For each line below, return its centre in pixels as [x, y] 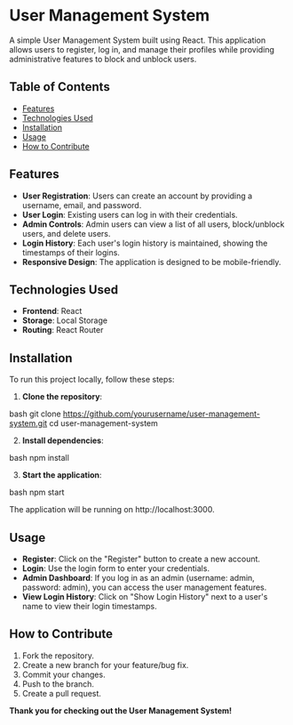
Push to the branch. [58, 684]
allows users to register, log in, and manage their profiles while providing [142, 49]
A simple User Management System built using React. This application [138, 40]
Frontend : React [52, 311]
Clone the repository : [62, 397]
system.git [28, 423]
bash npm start [37, 492]
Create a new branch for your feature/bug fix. [105, 665]
